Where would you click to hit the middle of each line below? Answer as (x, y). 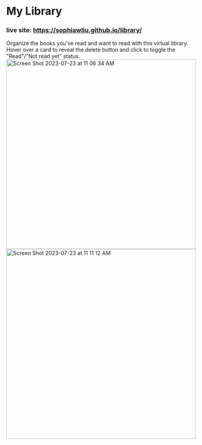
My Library (34, 11)
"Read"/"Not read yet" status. (43, 56)
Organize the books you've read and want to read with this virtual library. (97, 43)
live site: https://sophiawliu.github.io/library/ (74, 30)
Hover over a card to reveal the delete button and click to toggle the (91, 50)
